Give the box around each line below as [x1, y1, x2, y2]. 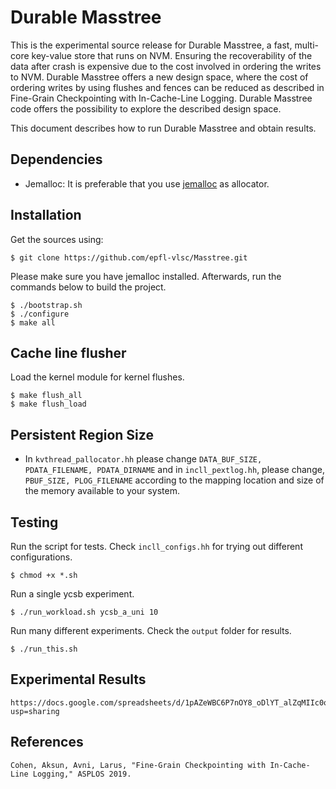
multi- [294, 39, 319, 51]
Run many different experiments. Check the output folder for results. [10, 625, 292, 636]
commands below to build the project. [10, 281, 167, 293]
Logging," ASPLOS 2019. [32, 769, 132, 779]
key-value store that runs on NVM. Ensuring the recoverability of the [31, 49, 313, 61]
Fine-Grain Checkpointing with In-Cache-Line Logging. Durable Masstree [10, 92, 313, 104]
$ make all [10, 317, 56, 328]
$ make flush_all [10, 391, 83, 401]
